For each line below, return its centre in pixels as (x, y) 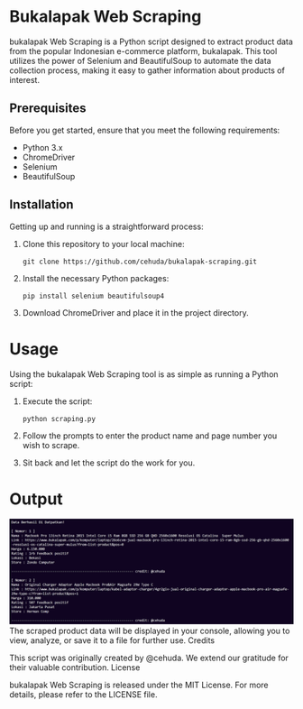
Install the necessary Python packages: (96, 278)
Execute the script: (57, 401)
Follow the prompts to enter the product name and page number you (150, 436)
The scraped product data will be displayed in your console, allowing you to (150, 631)
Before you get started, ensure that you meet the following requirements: (145, 130)
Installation (41, 205)
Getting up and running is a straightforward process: (107, 226)
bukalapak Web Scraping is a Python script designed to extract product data (151, 41)
